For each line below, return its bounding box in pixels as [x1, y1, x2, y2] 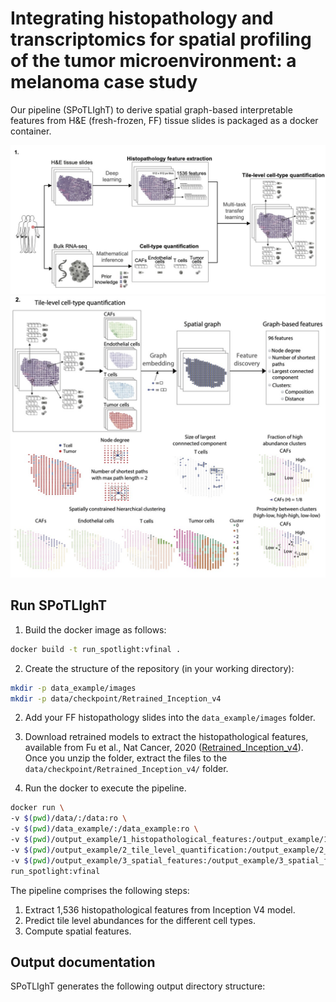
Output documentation [10, 953, 156, 971]
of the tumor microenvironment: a [10, 50, 297, 72]
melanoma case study [10, 71, 198, 94]
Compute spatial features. [24, 925, 132, 937]
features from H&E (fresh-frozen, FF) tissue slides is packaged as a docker [10, 114, 319, 126]
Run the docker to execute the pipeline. [24, 782, 187, 794]
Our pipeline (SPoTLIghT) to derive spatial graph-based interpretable [10, 103, 293, 116]
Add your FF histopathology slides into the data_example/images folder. [24, 712, 316, 724]
